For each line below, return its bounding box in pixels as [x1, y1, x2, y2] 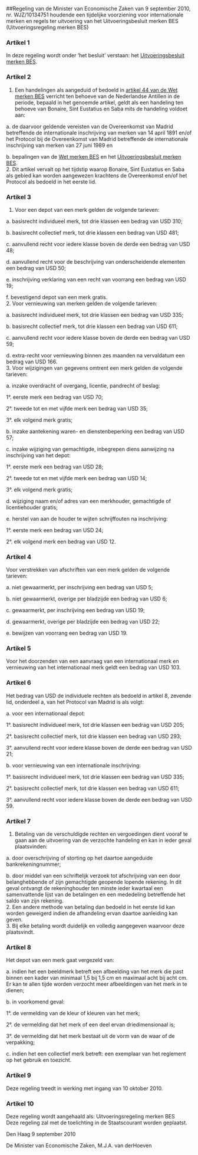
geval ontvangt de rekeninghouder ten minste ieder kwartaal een [6, 885, 163, 892]
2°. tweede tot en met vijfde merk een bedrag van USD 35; [6, 405, 148, 412]
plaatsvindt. [6, 928, 35, 936]
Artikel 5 [6, 644, 31, 652]
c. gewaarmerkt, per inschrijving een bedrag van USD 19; [6, 607, 146, 614]
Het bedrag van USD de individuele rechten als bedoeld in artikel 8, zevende [6, 692, 192, 699]
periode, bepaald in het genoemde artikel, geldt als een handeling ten [14, 99, 184, 106]
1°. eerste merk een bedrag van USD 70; [6, 393, 103, 401]
